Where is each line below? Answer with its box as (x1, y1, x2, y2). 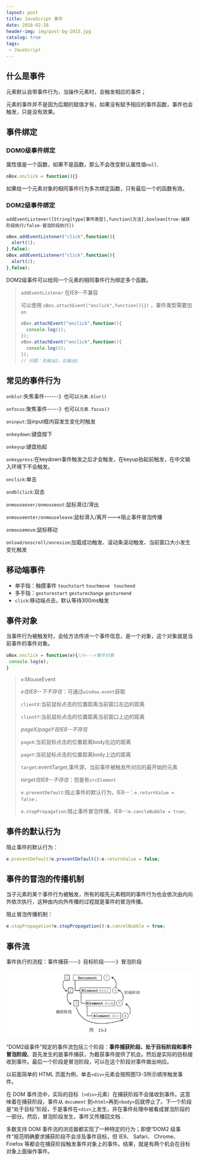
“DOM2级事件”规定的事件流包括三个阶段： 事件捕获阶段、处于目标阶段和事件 (6, 1043, 192, 1050)
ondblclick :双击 (6, 488, 45, 495)
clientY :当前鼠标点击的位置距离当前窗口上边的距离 (20, 713, 145, 720)
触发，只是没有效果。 (6, 108, 58, 115)
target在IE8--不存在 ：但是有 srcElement (20, 776, 117, 783)
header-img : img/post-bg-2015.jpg (6, 28, 92, 34)
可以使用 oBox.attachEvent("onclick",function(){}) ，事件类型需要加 (20, 301, 192, 308)
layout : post (6, 9, 38, 15)
